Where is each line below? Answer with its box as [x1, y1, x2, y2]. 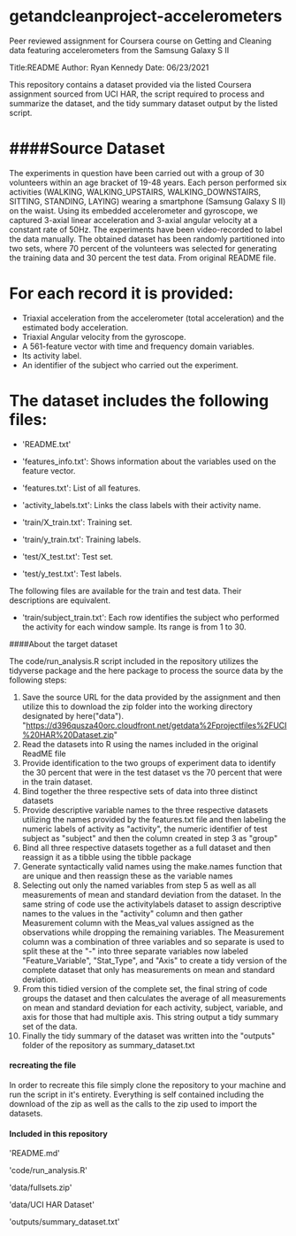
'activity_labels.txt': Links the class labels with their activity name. [21, 499, 262, 510]
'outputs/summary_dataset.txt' [9, 1217, 121, 1227]
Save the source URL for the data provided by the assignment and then [21, 691, 281, 702]
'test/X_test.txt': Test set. [21, 551, 113, 561]
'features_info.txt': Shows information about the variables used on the [21, 456, 277, 467]
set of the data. [21, 1021, 78, 1031]
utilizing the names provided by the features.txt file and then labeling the [21, 814, 286, 824]
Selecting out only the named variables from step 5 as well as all [21, 879, 256, 891]
